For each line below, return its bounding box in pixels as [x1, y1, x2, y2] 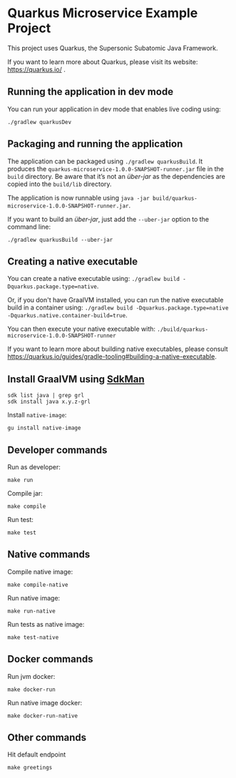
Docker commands [7, 653, 93, 665]
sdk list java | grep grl [7, 392, 84, 399]
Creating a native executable [7, 255, 138, 267]
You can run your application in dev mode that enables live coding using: [7, 105, 221, 113]
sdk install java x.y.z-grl [7, 398, 91, 406]
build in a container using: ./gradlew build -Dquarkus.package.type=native [7, 303, 229, 312]
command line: [7, 222, 51, 231]
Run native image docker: [7, 698, 83, 707]
